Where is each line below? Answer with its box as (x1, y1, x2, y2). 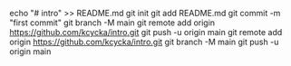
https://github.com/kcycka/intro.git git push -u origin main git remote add (9, 27, 283, 37)
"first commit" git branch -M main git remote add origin (9, 17, 216, 28)
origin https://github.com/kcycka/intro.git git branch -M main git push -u (9, 36, 279, 47)
